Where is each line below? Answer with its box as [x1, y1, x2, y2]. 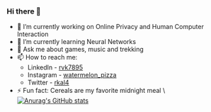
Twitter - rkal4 [27, 78, 69, 87]
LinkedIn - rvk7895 [27, 63, 84, 72]
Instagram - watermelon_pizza [27, 71, 117, 79]
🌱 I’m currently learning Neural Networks [16, 38, 136, 46]
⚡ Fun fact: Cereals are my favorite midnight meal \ [16, 86, 166, 95]
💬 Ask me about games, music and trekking [16, 45, 144, 54]
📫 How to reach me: [16, 53, 78, 62]
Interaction [16, 30, 49, 38]
